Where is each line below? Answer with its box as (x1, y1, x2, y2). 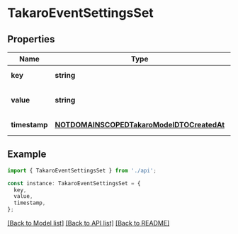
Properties (7, 33, 55, 45)
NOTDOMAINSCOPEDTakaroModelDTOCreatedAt (55, 120, 225, 129)
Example (7, 148, 47, 160)
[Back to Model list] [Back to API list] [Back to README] (7, 219, 170, 228)
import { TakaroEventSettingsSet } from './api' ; (7, 167, 157, 174)
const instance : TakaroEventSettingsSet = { (7, 180, 141, 187)
